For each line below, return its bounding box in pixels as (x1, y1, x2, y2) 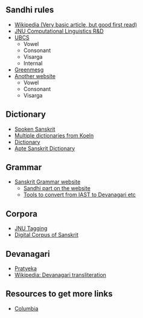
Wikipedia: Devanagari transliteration (14, 271, 107, 279)
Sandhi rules (5, 5, 54, 15)
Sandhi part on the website (23, 185, 91, 192)
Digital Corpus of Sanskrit (14, 231, 79, 239)
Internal (23, 59, 43, 67)
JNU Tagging (14, 225, 48, 232)
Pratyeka (14, 265, 37, 272)
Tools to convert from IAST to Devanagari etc (23, 191, 136, 199)
